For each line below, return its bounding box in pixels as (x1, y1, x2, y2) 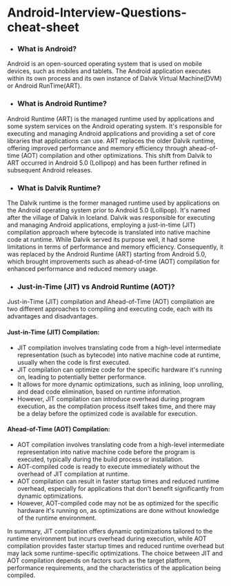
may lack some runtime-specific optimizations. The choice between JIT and (7, 549, 223, 557)
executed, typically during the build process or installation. (17, 455, 184, 463)
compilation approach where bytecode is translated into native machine (7, 228, 211, 236)
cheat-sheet (7, 19, 79, 35)
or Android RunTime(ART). (7, 81, 82, 90)
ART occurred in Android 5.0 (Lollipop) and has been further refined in (7, 159, 207, 167)
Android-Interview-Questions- (7, 5, 188, 21)
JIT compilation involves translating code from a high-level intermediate (17, 343, 221, 352)
